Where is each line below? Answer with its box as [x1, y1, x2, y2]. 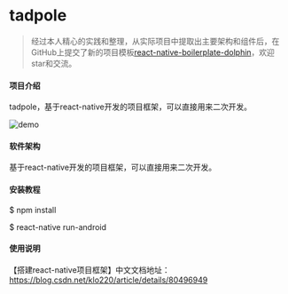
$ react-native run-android [9, 221, 107, 232]
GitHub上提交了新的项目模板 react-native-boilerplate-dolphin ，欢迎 [30, 46, 275, 58]
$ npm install [9, 204, 57, 215]
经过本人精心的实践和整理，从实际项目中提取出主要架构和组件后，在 [30, 36, 280, 46]
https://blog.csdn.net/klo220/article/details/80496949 [9, 274, 208, 285]
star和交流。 [30, 58, 77, 68]
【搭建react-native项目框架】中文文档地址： [9, 264, 170, 275]
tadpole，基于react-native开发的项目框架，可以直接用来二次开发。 [9, 101, 253, 112]
